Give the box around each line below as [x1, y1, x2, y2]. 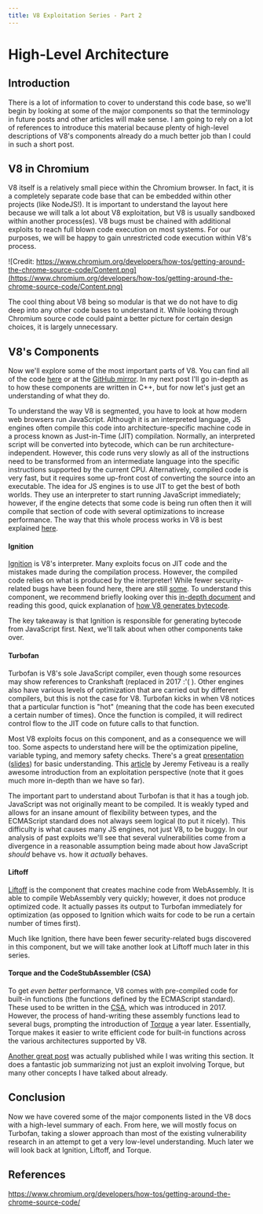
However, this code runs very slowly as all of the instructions [52, 448, 250, 457]
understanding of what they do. [8, 391, 110, 401]
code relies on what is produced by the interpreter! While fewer [8, 576, 214, 585]
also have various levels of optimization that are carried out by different [8, 685, 239, 694]
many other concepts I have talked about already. [8, 1068, 169, 1078]
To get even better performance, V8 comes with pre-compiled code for [8, 986, 239, 996]
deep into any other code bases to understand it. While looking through [8, 305, 239, 315]
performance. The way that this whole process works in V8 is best [8, 515, 223, 524]
